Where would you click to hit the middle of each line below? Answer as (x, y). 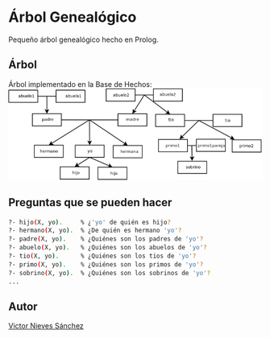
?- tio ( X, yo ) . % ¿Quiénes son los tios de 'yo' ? (102, 256)
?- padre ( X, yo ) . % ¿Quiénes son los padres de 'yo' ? (106, 239)
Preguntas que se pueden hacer (90, 202)
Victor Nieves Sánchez (46, 326)
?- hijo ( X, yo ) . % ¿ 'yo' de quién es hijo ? (90, 222)
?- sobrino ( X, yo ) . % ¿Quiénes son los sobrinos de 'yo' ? (110, 273)
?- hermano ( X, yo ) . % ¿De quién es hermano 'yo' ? (95, 231)
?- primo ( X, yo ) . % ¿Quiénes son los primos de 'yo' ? (106, 264)
